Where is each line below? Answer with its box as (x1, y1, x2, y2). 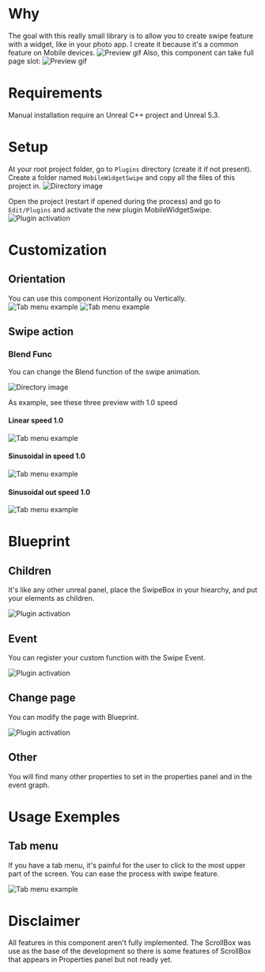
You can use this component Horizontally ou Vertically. (8, 293, 187, 303)
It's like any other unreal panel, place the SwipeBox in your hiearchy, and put (8, 585, 258, 595)
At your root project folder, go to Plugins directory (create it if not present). (8, 164, 252, 174)
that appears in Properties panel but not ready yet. (8, 955, 172, 964)
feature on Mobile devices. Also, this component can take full (8, 48, 255, 57)
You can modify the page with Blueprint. (8, 712, 139, 721)
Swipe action (8, 325, 74, 339)
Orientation (8, 273, 66, 286)
